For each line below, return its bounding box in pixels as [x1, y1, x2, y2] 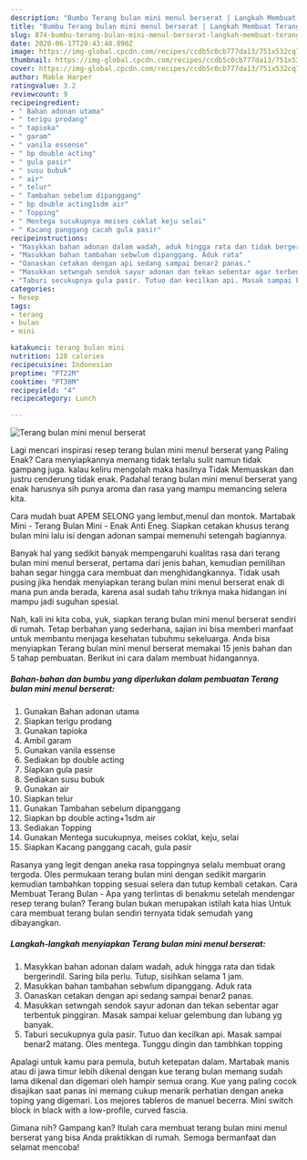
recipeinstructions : [10, 233, 89, 242]
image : [10, 47, 36, 56]
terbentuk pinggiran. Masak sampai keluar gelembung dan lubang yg [23, 1010, 282, 1021]
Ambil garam [23, 735, 72, 746]
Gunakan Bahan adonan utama [23, 706, 139, 717]
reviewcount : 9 [10, 89, 68, 98]
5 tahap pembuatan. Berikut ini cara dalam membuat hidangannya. [10, 652, 261, 663]
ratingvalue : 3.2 [10, 81, 77, 90]
